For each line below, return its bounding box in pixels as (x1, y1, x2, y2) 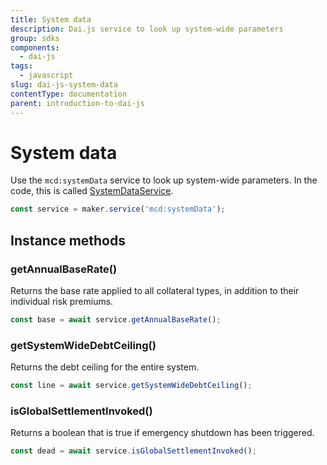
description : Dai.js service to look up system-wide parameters (10, 24, 284, 34)
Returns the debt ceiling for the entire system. (10, 361, 200, 373)
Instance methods (10, 232, 126, 249)
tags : (10, 61, 33, 71)
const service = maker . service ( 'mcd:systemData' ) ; (10, 204, 226, 215)
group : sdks (10, 33, 60, 43)
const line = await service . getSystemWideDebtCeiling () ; (10, 381, 253, 391)
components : (10, 42, 60, 53)
